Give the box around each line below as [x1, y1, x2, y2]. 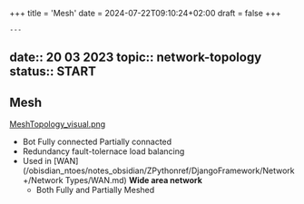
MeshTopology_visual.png [9, 119, 106, 130]
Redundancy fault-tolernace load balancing [22, 146, 185, 157]
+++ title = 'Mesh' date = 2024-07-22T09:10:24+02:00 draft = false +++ [9, 8, 281, 18]
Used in [22, 156, 52, 167]
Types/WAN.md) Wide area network [64, 175, 202, 186]
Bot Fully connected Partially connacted [22, 136, 172, 148]
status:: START [9, 63, 97, 80]
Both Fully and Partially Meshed [35, 185, 155, 196]
